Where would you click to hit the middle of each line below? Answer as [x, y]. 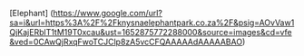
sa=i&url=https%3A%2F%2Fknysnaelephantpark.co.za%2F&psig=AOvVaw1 [152, 23]
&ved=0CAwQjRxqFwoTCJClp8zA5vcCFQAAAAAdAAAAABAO [126, 42]
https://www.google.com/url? [108, 13]
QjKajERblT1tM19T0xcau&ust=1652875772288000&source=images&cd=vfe [151, 32]
